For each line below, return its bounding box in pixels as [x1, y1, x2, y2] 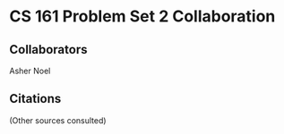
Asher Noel [9, 65, 51, 76]
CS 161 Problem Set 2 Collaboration [9, 6, 276, 27]
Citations [9, 91, 62, 106]
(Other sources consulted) [9, 114, 107, 126]
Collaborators [9, 42, 88, 57]
